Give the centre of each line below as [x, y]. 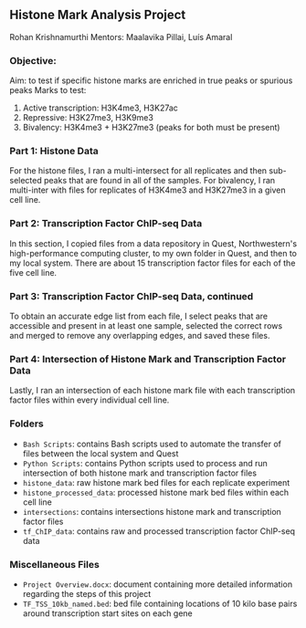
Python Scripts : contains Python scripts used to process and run [145, 463]
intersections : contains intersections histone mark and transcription [152, 511]
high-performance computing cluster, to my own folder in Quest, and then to [153, 253]
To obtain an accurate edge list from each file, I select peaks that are [138, 316]
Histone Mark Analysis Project [98, 15]
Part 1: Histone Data [54, 152]
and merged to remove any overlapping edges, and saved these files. [140, 335]
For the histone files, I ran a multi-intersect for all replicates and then [138, 171]
